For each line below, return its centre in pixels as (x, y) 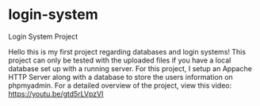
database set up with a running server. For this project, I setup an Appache (130, 68)
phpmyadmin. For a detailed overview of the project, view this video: (120, 85)
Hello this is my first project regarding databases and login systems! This (127, 51)
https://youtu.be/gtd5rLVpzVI (56, 93)
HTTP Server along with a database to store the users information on (121, 77)
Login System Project (43, 36)
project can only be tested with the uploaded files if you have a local (120, 60)
